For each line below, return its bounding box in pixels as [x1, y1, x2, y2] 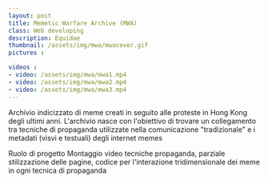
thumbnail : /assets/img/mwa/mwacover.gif [8, 42, 149, 50]
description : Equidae [8, 34, 81, 42]
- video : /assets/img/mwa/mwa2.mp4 [8, 78, 127, 86]
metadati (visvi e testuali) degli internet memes [8, 133, 162, 142]
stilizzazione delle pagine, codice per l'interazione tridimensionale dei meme [8, 157, 260, 166]
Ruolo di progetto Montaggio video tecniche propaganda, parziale [8, 149, 226, 158]
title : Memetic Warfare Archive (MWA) [8, 19, 138, 27]
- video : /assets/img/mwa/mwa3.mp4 [8, 86, 127, 93]
